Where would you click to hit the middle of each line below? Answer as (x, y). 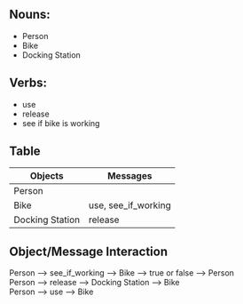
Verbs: (28, 83)
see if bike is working (61, 123)
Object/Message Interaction (89, 251)
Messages (130, 176)
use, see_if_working (129, 205)
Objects (47, 176)
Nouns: (30, 15)
